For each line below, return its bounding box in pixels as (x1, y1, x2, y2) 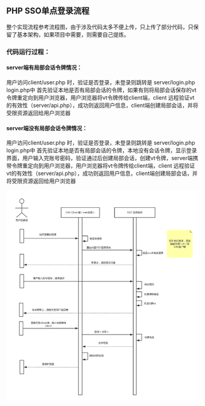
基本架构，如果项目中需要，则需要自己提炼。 (16, 31, 129, 38)
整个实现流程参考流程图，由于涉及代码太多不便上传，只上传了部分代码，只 (6, 23, 193, 31)
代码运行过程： (6, 48, 51, 56)
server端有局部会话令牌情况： (6, 64, 82, 72)
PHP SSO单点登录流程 (6, 6, 90, 17)
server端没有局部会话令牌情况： (6, 124, 88, 131)
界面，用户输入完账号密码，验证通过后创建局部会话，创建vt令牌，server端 (6, 155, 193, 162)
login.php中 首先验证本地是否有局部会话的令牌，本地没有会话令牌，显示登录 (6, 147, 197, 154)
